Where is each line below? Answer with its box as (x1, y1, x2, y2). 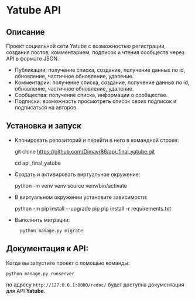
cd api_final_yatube (14, 159, 61, 166)
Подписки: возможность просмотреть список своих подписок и (14, 98, 177, 105)
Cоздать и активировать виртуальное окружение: (14, 171, 141, 178)
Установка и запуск (6, 121, 82, 131)
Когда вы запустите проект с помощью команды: (6, 259, 130, 266)
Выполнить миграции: (14, 216, 70, 224)
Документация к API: (6, 244, 89, 254)
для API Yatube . (6, 287, 46, 294)
